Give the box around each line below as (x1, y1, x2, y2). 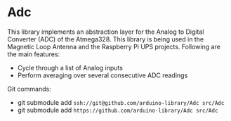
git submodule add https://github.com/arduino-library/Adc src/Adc (17, 106, 218, 114)
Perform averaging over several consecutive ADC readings (17, 71, 188, 79)
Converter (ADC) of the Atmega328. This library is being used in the (7, 34, 204, 43)
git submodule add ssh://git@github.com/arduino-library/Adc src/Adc (17, 98, 225, 106)
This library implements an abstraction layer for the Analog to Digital (7, 27, 204, 36)
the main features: (7, 50, 60, 58)
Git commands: (7, 84, 51, 93)
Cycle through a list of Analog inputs (17, 63, 123, 72)
